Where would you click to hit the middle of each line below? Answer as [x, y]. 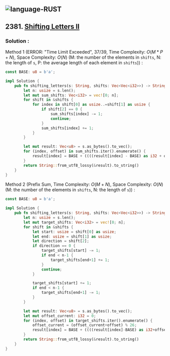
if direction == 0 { [54, 246]
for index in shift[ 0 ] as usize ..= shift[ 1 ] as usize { [91, 105]
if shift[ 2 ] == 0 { [62, 109]
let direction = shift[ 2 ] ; [61, 241]
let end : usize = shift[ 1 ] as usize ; [72, 236]
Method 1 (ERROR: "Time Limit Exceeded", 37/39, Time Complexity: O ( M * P [84, 52]
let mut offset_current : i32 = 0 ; [60, 316]
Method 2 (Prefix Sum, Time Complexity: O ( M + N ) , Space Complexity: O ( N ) [84, 185]
